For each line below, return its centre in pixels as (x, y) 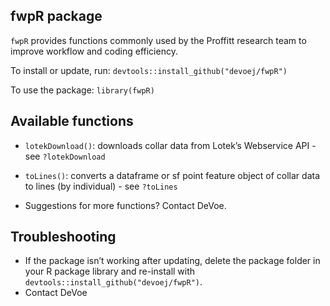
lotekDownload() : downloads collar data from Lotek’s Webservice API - (170, 145)
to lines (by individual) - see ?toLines (101, 186)
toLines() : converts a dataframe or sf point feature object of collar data (172, 175)
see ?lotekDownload (65, 156)
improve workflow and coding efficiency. (94, 51)
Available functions (72, 121)
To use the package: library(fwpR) (82, 90)
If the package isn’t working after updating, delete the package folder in (172, 261)
